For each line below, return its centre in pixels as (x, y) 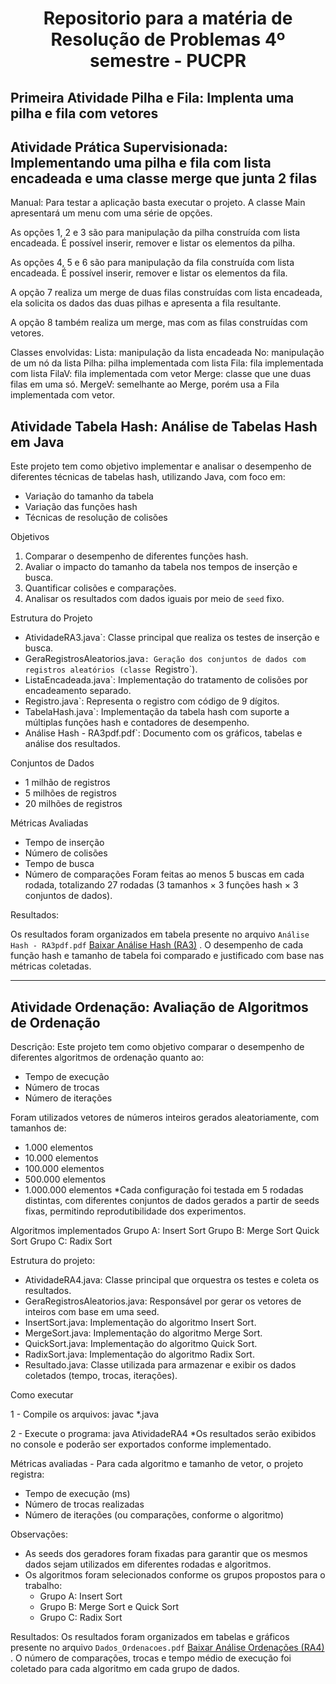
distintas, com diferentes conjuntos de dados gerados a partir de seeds (172, 1201)
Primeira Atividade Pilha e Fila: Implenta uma (152, 97)
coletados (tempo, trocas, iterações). (101, 1376)
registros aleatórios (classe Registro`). (111, 669)
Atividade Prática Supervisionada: (119, 147)
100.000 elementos (64, 1169)
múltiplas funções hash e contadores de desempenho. (137, 723)
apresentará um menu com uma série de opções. (111, 213)
